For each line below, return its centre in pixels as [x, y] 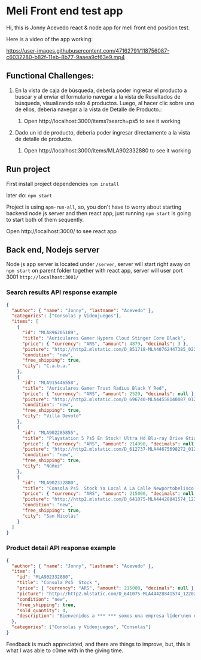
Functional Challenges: [50, 76]
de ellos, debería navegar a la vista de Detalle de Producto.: [88, 109]
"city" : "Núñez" [42, 466]
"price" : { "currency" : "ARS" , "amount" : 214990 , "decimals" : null [108, 444]
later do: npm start [29, 195]
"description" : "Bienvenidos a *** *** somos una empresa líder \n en [104, 616]
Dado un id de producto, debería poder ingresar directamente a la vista [102, 132]
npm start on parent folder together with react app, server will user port [95, 271]
